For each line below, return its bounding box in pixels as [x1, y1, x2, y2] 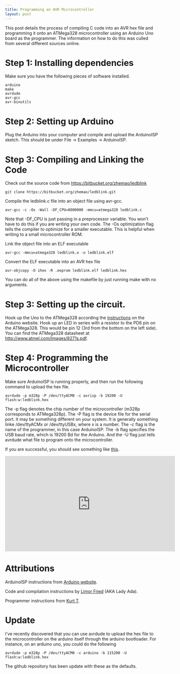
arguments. [5, 282, 28, 288]
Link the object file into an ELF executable [5, 241, 89, 247]
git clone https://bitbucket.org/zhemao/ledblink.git [5, 190, 116, 194]
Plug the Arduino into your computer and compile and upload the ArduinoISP [5, 132, 158, 138]
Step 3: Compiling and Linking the [5, 154, 144, 165]
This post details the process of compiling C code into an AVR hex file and [5, 25, 153, 31]
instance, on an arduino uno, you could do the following [5, 641, 116, 647]
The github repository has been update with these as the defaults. [5, 663, 137, 669]
